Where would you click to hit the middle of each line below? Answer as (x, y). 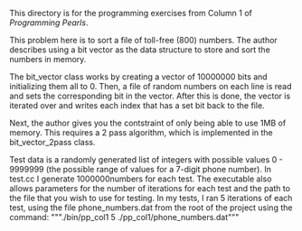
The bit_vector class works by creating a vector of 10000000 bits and (139, 77)
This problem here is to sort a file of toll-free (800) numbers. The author (143, 40)
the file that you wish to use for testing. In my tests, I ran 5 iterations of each (151, 198)
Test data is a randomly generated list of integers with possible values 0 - (146, 160)
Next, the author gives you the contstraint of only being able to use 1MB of (148, 123)
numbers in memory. (48, 59)
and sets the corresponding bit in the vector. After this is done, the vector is (150, 96)
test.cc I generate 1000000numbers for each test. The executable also (141, 179)
